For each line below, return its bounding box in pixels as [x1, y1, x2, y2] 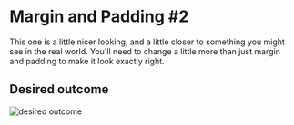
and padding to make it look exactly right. [9, 55, 166, 66]
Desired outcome [9, 82, 109, 97]
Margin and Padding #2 [9, 6, 189, 27]
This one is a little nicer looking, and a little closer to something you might [9, 36, 285, 47]
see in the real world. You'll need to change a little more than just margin [9, 45, 280, 56]
